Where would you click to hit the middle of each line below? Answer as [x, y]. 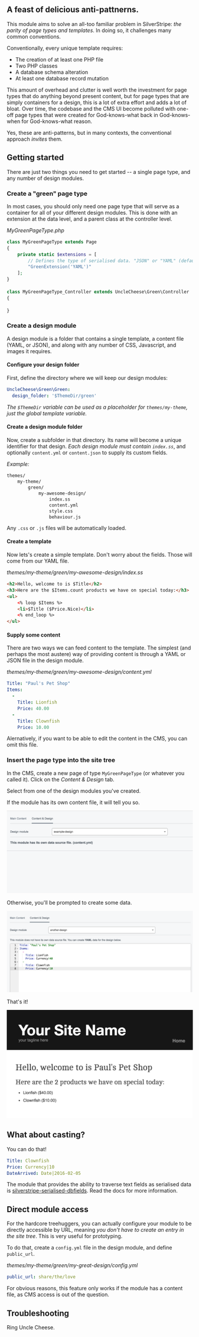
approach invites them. [35, 139]
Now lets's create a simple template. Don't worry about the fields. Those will [99, 555]
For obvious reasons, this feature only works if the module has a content [95, 1288]
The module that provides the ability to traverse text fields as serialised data [99, 1184]
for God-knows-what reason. [57, 121]
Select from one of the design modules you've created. [74, 791]
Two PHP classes [36, 66]
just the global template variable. [47, 413]
